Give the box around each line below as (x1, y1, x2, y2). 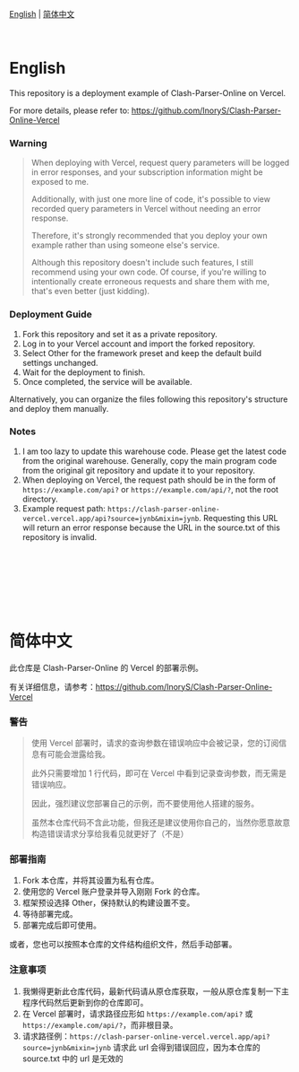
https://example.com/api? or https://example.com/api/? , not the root (21, 484, 279, 494)
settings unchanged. (21, 357, 98, 368)
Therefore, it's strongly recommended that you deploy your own (30, 231, 269, 241)
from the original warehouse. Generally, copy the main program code (21, 455, 278, 466)
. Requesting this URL (198, 512, 278, 523)
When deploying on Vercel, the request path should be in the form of (21, 475, 276, 485)
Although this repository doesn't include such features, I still (30, 257, 253, 268)
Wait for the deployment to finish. (21, 367, 146, 378)
